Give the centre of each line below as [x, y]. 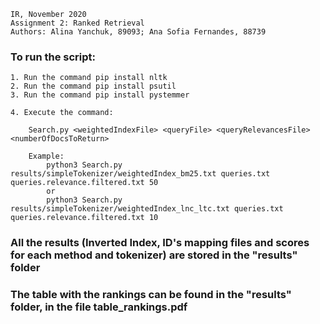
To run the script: [53, 57]
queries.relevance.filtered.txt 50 [84, 183]
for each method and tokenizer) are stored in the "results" [154, 255]
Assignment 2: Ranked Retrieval [77, 23]
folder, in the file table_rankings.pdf [99, 307]
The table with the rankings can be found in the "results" [151, 295]
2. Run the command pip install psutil [93, 86]
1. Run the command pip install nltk [89, 78]
